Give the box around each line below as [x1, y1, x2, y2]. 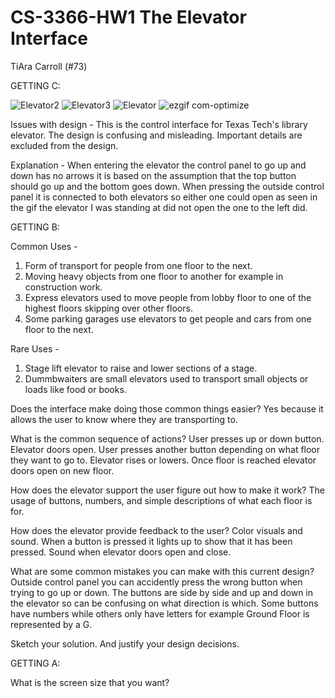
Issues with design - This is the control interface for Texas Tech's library [10, 118, 308, 130]
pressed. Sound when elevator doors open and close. [10, 546, 232, 558]
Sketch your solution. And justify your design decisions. [10, 637, 240, 650]
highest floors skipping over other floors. [24, 302, 193, 314]
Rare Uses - [10, 342, 60, 355]
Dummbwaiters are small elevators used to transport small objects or [24, 372, 309, 385]
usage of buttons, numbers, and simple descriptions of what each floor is [10, 494, 313, 506]
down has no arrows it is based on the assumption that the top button [10, 169, 297, 181]
